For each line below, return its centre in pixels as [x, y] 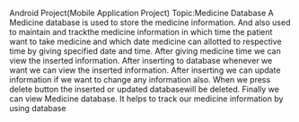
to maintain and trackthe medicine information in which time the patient [141, 32]
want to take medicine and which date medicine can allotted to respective [145, 41]
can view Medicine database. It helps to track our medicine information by [146, 99]
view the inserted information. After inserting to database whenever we [141, 61]
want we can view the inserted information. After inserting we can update [145, 70]
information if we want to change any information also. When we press [140, 79]
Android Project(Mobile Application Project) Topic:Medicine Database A [141, 13]
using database [38, 108]
